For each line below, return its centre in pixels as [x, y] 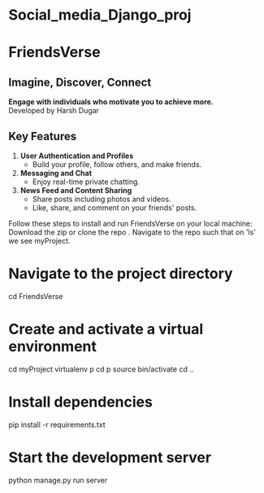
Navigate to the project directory [121, 274]
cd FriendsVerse [36, 296]
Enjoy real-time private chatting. [86, 182]
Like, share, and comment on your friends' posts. [115, 208]
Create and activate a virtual [106, 330]
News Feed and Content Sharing [76, 190]
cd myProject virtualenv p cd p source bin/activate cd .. [101, 369]
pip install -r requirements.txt [57, 425]
